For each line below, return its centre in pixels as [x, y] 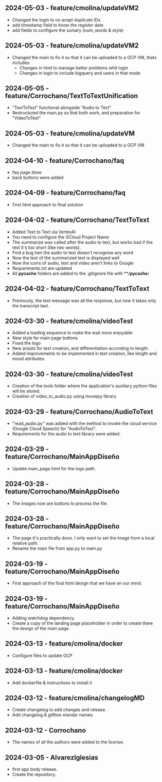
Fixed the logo [27, 343]
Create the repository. [34, 775]
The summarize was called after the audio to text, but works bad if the [82, 242]
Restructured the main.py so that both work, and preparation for [76, 113]
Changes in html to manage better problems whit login [74, 67]
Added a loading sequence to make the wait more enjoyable [72, 333]
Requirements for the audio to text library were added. [66, 434]
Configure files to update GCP [42, 655]
